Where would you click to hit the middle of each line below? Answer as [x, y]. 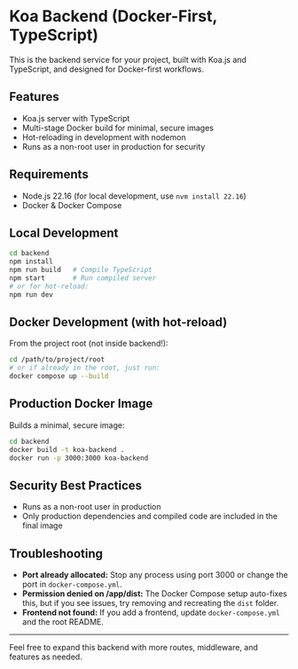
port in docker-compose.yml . [72, 584]
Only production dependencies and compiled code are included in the [149, 517]
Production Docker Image [81, 404]
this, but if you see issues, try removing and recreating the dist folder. [150, 603]
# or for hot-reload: [49, 286]
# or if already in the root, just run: [85, 368]
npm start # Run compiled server [83, 278]
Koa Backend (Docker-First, [113, 16]
